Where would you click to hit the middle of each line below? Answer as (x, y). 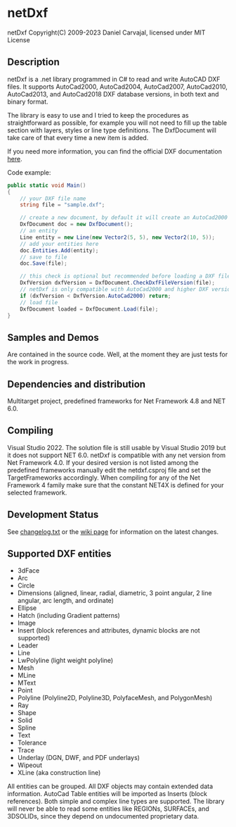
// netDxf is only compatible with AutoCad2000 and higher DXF (114, 290)
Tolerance (32, 743)
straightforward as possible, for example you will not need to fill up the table (117, 123)
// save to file (44, 257)
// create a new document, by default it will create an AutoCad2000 (124, 218)
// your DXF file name (53, 199)
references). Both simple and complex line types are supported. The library (116, 802)
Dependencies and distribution (77, 384)
